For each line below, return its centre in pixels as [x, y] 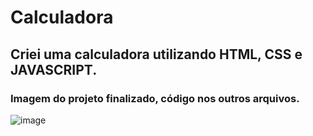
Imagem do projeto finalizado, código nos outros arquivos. [155, 98]
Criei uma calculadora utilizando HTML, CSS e [156, 54]
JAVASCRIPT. [54, 69]
